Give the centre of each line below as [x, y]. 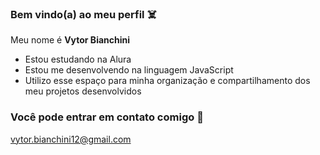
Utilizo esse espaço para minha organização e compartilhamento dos [167, 81]
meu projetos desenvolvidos [83, 91]
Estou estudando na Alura [78, 59]
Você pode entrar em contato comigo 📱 [107, 117]
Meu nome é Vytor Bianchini [70, 40]
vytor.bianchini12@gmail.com [71, 139]
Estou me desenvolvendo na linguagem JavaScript [129, 70]
